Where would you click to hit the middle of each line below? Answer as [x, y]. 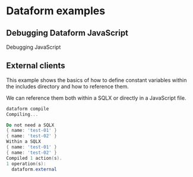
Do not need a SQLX [30, 125]
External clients [36, 66]
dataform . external [34, 169]
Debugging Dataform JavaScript [67, 33]
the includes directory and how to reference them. [67, 86]
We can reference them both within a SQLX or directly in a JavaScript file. [96, 98]
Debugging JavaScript [34, 47]
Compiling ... [22, 114]
